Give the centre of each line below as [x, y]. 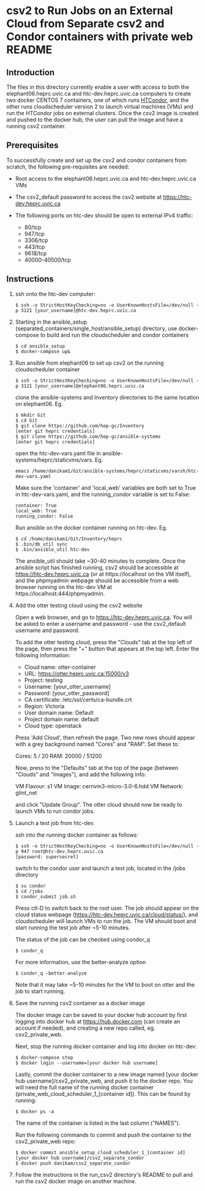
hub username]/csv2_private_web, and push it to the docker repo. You [104, 1081]
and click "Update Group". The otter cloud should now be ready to [99, 804]
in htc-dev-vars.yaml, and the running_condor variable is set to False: [103, 494]
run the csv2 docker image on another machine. [76, 1181]
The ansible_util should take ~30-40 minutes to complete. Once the [100, 561]
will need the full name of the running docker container [84, 1087]
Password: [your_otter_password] [67, 693]
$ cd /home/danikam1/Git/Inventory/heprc [69, 539]
